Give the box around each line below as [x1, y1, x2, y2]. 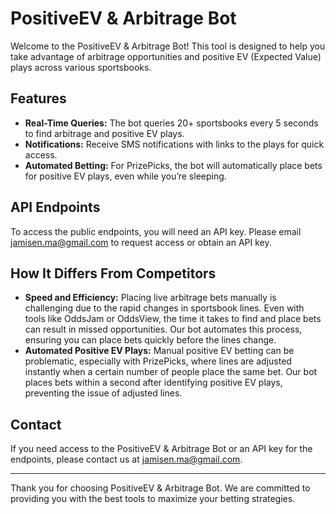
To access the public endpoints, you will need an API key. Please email [10, 225, 302, 237]
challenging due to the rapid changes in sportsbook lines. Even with [24, 302, 305, 314]
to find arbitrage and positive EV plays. [24, 127, 185, 139]
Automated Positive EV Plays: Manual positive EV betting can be [24, 345, 295, 357]
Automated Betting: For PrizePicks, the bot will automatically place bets [24, 159, 323, 171]
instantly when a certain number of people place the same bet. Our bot [24, 366, 318, 378]
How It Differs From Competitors [10, 265, 217, 282]
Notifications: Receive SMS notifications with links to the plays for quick [24, 138, 325, 150]
